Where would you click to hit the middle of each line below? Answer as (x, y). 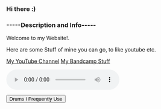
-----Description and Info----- (51, 25)
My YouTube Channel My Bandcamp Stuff (58, 61)
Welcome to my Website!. (38, 38)
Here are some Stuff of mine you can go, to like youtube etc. (81, 50)
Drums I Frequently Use (36, 99)
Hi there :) (21, 9)
